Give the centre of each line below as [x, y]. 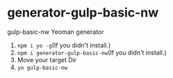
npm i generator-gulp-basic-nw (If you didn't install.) [92, 52]
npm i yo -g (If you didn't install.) [64, 45]
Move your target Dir [47, 59]
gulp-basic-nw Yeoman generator [56, 32]
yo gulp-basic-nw [42, 68]
